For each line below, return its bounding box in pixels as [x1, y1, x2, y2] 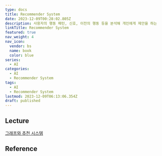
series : [5, 57, 21, 62]
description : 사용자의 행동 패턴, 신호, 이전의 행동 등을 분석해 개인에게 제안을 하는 [5, 21, 158, 26]
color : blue [9, 52, 34, 58]
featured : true [5, 30, 36, 35]
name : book [9, 48, 32, 53]
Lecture [5, 116, 29, 125]
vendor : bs [9, 44, 32, 49]
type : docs [5, 7, 27, 12]
